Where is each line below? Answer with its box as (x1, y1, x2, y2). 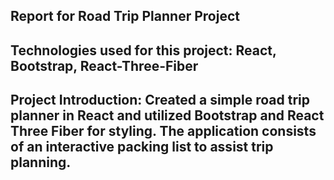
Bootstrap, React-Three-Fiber (10, 57, 199, 74)
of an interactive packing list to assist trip (10, 139, 274, 156)
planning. (10, 154, 72, 171)
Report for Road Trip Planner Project (10, 8, 240, 25)
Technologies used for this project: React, (10, 42, 277, 59)
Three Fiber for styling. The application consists (10, 123, 317, 140)
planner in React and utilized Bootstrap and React (10, 107, 325, 124)
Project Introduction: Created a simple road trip (10, 92, 310, 109)
